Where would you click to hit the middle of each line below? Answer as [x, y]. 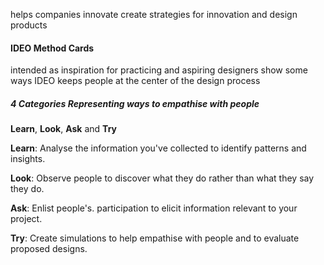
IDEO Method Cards [52, 48]
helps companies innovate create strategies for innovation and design [154, 14]
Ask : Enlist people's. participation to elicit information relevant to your [154, 208]
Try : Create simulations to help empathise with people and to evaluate [155, 238]
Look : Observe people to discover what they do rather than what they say [162, 178]
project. [26, 219]
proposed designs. [49, 249]
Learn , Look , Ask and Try [63, 129]
